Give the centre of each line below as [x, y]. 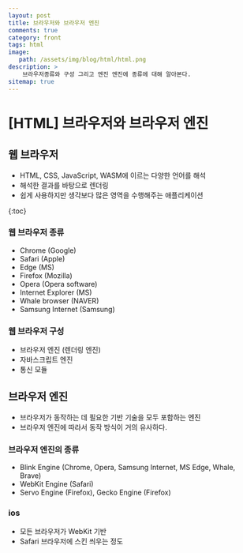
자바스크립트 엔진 [46, 359]
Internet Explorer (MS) [56, 292]
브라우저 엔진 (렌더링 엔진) [60, 350]
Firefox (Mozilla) [46, 275]
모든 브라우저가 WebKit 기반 [63, 531]
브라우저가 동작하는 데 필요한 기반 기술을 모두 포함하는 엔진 [110, 417]
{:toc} [17, 211]
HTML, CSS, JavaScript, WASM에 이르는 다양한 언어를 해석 [113, 175]
